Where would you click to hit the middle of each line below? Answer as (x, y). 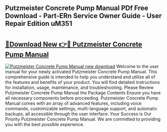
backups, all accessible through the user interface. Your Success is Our (78, 114)
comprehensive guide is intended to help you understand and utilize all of (80, 77)
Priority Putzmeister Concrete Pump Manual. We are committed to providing (83, 119)
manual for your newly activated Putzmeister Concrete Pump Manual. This (81, 72)
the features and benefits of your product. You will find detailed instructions (83, 82)
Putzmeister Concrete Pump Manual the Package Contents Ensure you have (83, 93)
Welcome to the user (137, 66)
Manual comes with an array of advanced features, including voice (73, 103)
